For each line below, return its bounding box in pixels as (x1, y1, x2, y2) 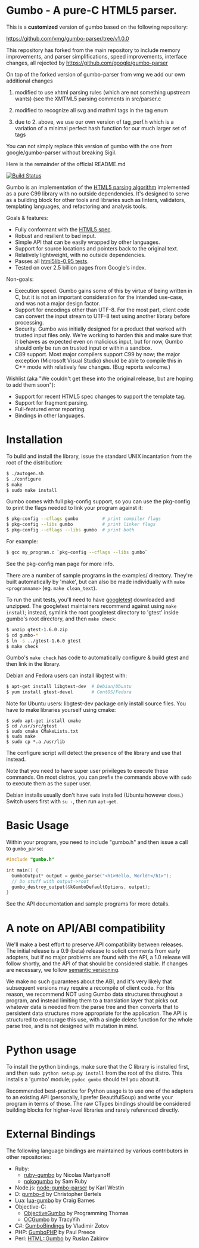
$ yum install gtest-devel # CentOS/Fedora (6, 689, 132, 695)
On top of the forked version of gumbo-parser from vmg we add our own (6, 71, 185, 78)
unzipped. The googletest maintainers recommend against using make (6, 602, 177, 610)
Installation (6, 433, 63, 446)
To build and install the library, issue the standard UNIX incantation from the (6, 452, 192, 460)
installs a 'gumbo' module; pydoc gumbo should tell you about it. (6, 1076, 160, 1083)
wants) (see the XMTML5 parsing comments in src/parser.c (14, 95, 161, 102)
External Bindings (6, 1127, 96, 1141)
